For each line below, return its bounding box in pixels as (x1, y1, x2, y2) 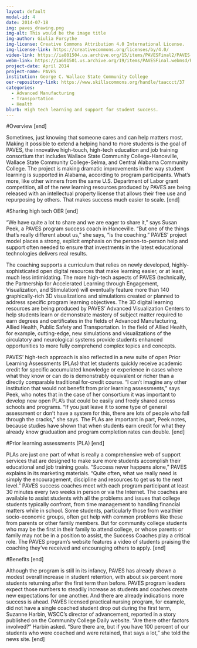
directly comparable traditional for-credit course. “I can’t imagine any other (6, 378, 187, 386)
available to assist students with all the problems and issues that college (6, 494, 181, 502)
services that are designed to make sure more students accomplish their (6, 458, 181, 465)
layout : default (6, 8, 46, 15)
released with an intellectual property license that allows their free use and (6, 190, 186, 197)
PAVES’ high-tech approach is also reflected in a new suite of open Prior (6, 354, 181, 361)
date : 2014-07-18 (6, 19, 49, 25)
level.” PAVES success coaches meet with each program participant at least (6, 482, 189, 489)
